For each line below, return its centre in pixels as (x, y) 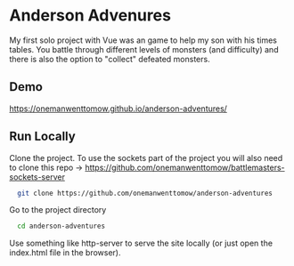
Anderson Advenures (90, 16)
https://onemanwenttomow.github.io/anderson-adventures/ (118, 109)
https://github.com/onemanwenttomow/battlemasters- (184, 167)
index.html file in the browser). (65, 253)
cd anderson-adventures (61, 226)
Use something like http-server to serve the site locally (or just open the (141, 243)
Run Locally (42, 137)
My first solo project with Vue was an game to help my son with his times (143, 40)
